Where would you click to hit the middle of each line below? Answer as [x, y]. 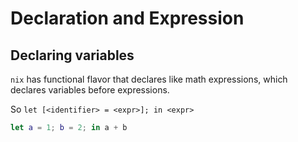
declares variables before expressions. [90, 90]
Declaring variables [72, 55]
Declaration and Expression [127, 18]
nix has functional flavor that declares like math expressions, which [149, 79]
